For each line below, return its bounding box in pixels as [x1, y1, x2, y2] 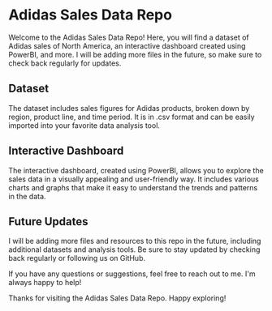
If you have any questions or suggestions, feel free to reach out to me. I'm [8, 269, 256, 279]
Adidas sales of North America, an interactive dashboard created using [8, 40, 246, 50]
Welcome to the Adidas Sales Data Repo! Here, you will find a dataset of [8, 32, 249, 42]
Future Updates [8, 215, 89, 228]
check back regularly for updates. [8, 58, 122, 68]
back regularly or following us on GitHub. [8, 253, 146, 263]
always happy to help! [8, 278, 82, 288]
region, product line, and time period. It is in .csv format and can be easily [8, 112, 255, 121]
